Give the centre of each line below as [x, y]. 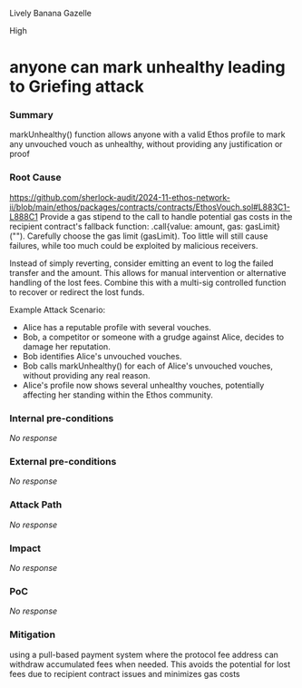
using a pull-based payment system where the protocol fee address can [144, 654]
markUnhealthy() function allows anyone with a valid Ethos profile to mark [147, 134]
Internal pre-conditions [62, 418]
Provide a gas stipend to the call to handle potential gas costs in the [166, 216]
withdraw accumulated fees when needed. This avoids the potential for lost [150, 664]
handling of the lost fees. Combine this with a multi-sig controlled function [148, 282]
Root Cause [35, 178]
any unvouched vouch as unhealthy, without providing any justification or [146, 144]
